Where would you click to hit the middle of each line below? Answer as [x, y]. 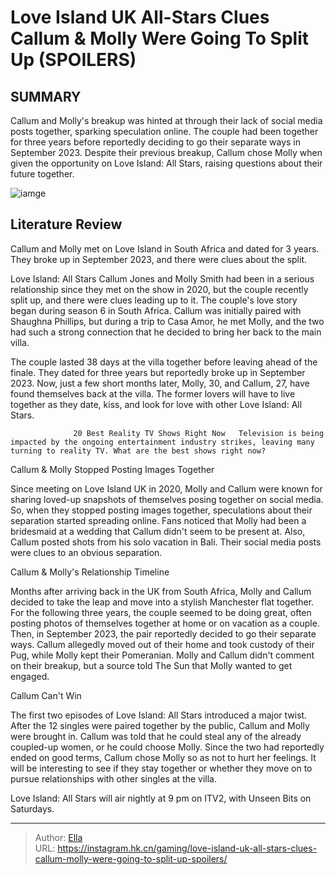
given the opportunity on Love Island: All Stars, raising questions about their [166, 163]
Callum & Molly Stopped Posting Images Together [112, 469]
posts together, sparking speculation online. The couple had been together [164, 131]
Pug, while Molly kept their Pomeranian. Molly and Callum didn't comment [162, 655]
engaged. [30, 676]
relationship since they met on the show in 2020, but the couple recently [159, 289]
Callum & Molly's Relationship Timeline [90, 572]
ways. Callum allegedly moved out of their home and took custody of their [162, 644]
